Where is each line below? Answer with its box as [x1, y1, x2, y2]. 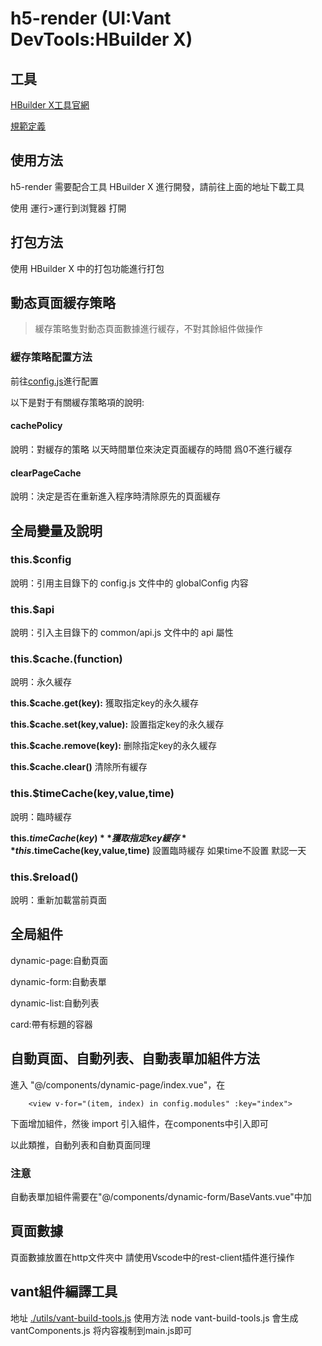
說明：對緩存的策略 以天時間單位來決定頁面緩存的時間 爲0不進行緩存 [10, 443, 293, 455]
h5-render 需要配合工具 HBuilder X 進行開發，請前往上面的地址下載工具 [10, 180, 305, 192]
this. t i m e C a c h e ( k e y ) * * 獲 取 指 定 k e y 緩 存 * [10, 832, 187, 844]
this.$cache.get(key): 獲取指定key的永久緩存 [10, 697, 200, 709]
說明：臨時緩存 [10, 810, 72, 822]
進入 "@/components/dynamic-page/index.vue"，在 [10, 1078, 226, 1091]
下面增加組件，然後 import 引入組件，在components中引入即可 [10, 1117, 269, 1129]
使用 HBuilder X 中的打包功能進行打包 [10, 262, 165, 274]
